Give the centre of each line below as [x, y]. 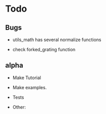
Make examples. [30, 87]
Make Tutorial [27, 78]
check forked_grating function [44, 49]
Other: [19, 107]
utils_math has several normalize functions [57, 40]
